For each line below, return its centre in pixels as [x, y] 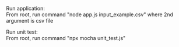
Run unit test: [22, 32]
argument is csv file [30, 21]
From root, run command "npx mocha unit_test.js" [66, 38]
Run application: [25, 8]
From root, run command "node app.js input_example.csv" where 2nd [90, 15]
